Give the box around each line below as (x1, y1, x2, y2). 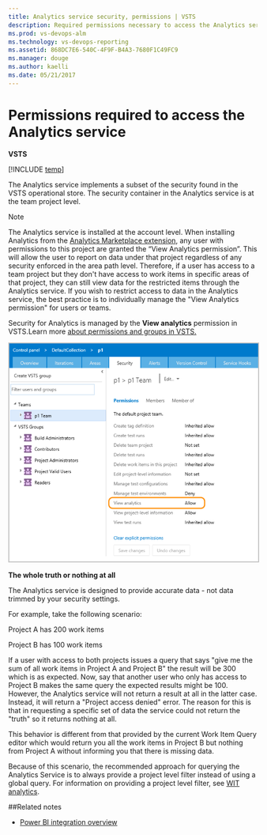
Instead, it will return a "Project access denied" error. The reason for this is (8, 697, 251, 707)
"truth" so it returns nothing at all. (8, 714, 117, 724)
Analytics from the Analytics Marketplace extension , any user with (8, 236, 224, 245)
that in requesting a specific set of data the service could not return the (8, 706, 241, 716)
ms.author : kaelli (8, 63, 69, 71)
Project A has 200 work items (8, 625, 105, 634)
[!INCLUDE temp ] (8, 164, 65, 174)
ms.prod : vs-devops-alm (8, 29, 87, 37)
